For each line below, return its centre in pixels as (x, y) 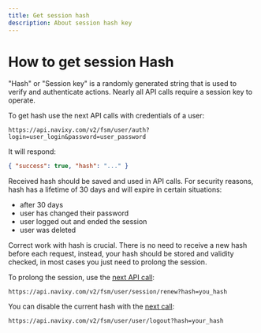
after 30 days (41, 205)
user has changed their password (74, 213)
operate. (22, 100)
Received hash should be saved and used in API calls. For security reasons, (131, 181)
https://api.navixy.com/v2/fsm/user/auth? (79, 130)
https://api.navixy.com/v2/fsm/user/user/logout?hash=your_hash (116, 321)
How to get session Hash (91, 62)
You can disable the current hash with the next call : (91, 307)
